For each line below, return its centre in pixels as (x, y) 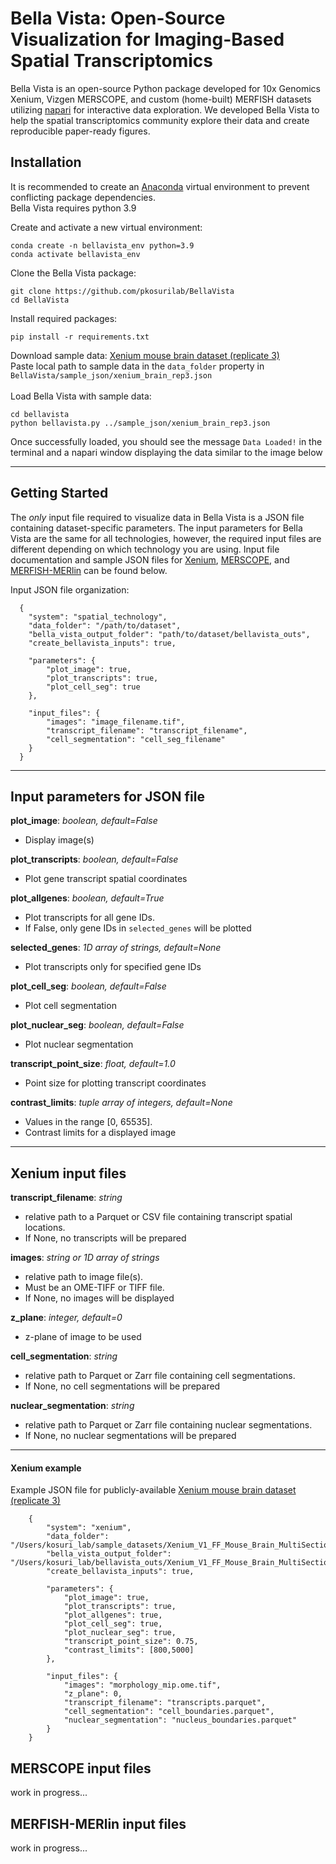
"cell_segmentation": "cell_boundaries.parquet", (169, 1712)
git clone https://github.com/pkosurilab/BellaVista (122, 291)
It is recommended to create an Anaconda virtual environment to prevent (160, 186)
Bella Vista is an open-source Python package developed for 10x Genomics (165, 88)
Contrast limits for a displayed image (100, 1133)
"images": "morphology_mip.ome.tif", (142, 1685)
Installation (46, 162)
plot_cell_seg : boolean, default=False (88, 986)
